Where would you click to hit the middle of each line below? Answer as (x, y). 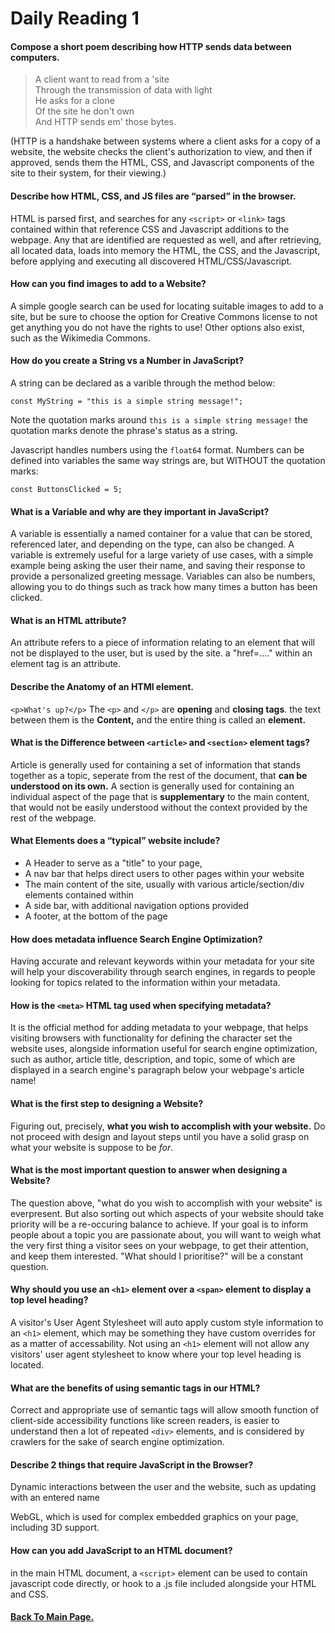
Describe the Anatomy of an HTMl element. (102, 686)
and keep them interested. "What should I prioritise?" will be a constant (157, 1256)
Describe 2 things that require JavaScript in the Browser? (132, 1464)
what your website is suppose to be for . (92, 1147)
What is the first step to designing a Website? (107, 1104)
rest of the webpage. (53, 818)
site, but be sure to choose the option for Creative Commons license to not (164, 316)
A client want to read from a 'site (102, 79)
